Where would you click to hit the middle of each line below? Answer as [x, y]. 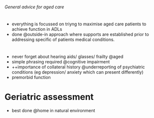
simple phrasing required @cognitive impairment [61, 61]
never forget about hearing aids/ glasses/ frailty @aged [67, 57]
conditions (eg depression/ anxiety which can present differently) [77, 72]
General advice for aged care [34, 7]
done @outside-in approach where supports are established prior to [80, 34]
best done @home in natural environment [53, 110]
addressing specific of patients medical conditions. [63, 39]
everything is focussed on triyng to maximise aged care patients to [79, 24]
